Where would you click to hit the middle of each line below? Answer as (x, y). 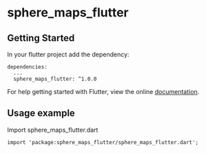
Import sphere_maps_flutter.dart (53, 130)
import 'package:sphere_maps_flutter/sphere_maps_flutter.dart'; (103, 142)
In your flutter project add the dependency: (68, 54)
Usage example (41, 114)
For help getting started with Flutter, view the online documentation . (103, 92)
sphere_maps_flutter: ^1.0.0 (55, 79)
